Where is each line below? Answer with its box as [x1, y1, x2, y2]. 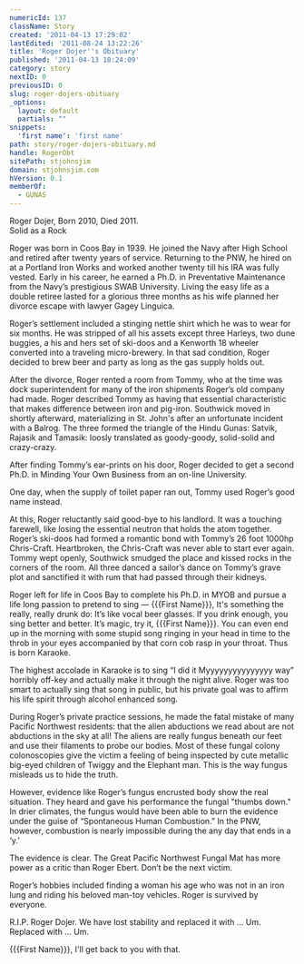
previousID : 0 [9, 81, 64, 90]
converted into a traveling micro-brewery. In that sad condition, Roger [9, 347, 270, 358]
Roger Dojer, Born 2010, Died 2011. [9, 215, 139, 226]
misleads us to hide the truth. [9, 769, 119, 780]
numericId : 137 [9, 13, 67, 23]
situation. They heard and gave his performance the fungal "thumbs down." [9, 796, 292, 807]
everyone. [9, 900, 47, 910]
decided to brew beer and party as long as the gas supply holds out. [9, 357, 265, 368]
